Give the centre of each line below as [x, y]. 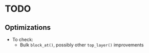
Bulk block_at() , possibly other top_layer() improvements [82, 45]
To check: [23, 39]
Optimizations [28, 28]
